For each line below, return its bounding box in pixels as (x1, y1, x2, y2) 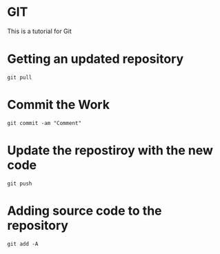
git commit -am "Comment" (7, 119, 81, 126)
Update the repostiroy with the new (7, 143, 214, 158)
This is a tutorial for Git (7, 27, 72, 35)
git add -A (7, 240, 39, 247)
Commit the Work (7, 97, 110, 113)
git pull (7, 74, 32, 81)
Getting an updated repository (7, 51, 184, 67)
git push (7, 180, 32, 187)
